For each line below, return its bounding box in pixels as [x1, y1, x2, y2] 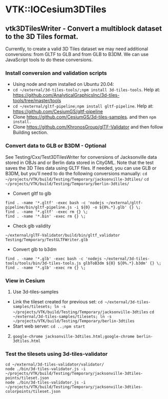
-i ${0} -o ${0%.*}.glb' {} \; [74, 205, 141, 210]
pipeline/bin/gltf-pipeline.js [5, 205, 72, 210]
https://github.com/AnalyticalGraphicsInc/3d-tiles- [12, 92, 120, 98]
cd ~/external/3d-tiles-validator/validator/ [5, 362, 104, 367]
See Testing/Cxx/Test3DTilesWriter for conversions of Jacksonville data [5, 154, 157, 160]
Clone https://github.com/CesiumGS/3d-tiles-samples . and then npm [12, 114, 156, 120]
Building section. [12, 130, 48, 136]
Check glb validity [12, 223, 51, 229]
